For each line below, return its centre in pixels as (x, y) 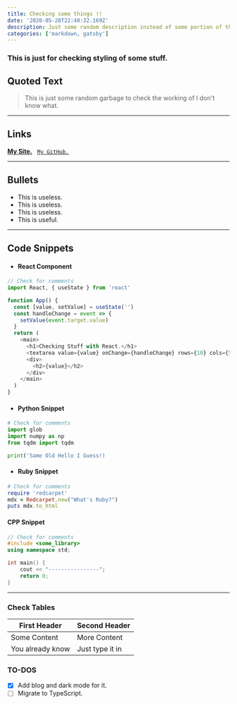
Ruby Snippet (38, 472)
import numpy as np (36, 437)
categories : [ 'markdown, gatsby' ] (58, 34)
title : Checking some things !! (55, 14)
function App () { (33, 301)
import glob (25, 430)
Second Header (103, 625)
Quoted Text (35, 81)
